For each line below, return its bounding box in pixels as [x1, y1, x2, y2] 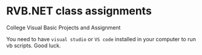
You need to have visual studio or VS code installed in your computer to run [6, 35, 197, 42]
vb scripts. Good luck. [6, 42, 62, 49]
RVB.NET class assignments [6, 4, 152, 18]
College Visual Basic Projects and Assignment [6, 24, 121, 31]
